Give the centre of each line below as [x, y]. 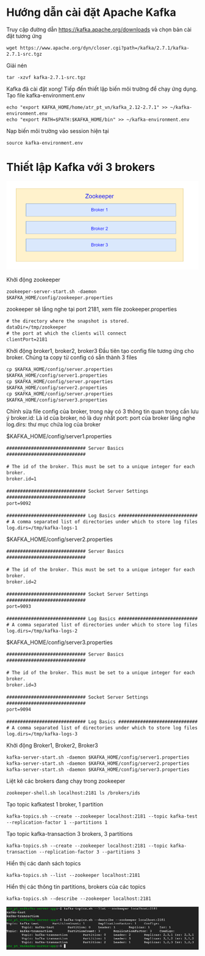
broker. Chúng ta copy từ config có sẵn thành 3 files [72, 357]
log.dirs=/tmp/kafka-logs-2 [42, 631]
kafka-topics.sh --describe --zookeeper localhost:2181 [79, 898]
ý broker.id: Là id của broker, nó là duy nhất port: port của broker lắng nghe [101, 418]
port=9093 [19, 606]
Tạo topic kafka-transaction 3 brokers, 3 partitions [70, 833]
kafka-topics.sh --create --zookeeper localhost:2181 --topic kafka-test [102, 816]
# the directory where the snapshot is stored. [68, 321]
